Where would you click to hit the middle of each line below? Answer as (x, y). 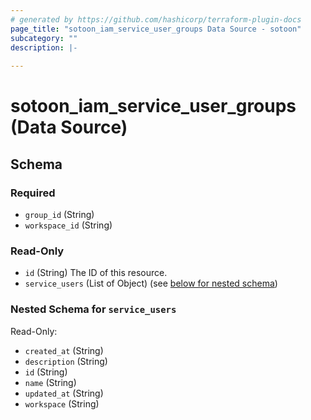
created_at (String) (64, 350)
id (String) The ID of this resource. (96, 273)
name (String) (50, 382)
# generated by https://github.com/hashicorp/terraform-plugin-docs (156, 19)
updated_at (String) (64, 393)
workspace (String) (62, 403)
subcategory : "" (44, 38)
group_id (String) (59, 214)
